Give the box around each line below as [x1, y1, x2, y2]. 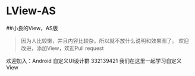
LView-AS [6, 4, 56, 18]
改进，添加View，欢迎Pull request [20, 45, 104, 52]
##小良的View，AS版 [6, 24, 58, 31]
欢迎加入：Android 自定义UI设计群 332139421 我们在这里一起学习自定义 [6, 57, 183, 64]
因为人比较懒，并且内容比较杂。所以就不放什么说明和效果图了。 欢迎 [20, 37, 189, 44]
